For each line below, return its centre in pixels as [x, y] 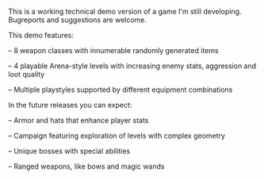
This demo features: [41, 35]
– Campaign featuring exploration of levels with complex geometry [117, 135]
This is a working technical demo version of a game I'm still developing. [125, 11]
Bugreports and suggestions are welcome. [78, 20]
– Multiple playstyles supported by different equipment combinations [121, 89]
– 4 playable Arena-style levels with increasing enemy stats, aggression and [132, 66]
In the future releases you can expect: [70, 105]
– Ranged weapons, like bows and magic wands [86, 166]
